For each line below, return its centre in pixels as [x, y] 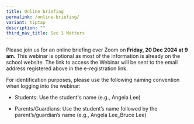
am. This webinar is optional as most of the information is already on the [93, 56]
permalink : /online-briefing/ [43, 17]
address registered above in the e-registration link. [67, 68]
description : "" [26, 28]
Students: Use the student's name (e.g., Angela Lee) [77, 98]
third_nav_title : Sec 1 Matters [45, 33]
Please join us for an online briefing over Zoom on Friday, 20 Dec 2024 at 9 [97, 50]
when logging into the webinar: [43, 86]
